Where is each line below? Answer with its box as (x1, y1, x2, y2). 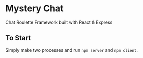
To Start (5, 34, 31, 42)
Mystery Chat (5, 3, 64, 14)
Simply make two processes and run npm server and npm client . (5, 47, 138, 53)
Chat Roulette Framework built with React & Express (5, 19, 113, 25)
